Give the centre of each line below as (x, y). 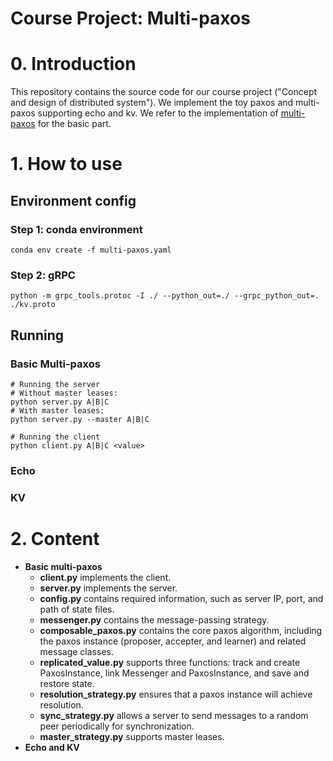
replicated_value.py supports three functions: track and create (170, 662)
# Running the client (55, 437)
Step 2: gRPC (43, 275)
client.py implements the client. (105, 577)
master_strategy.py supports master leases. (132, 736)
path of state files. (77, 609)
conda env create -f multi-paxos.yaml (91, 250)
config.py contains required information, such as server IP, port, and (181, 598)
